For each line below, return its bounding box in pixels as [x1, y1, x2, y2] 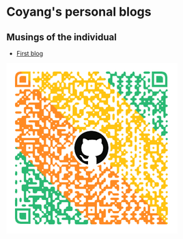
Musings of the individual [6, 31, 117, 43]
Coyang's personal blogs [6, 4, 152, 20]
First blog [16, 49, 44, 57]
